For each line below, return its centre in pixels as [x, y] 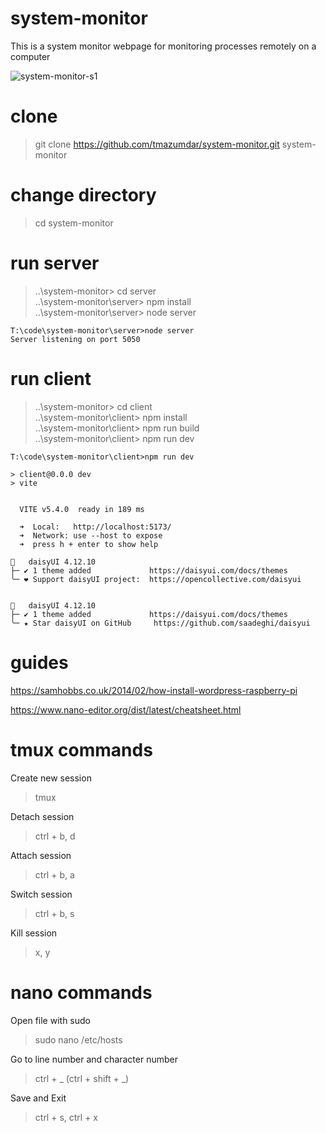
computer [30, 56]
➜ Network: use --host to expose [91, 535]
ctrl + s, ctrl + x [66, 1117]
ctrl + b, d [55, 836]
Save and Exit [38, 1098]
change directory [83, 195]
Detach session [42, 816]
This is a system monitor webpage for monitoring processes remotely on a [163, 46]
